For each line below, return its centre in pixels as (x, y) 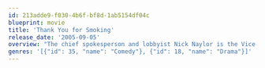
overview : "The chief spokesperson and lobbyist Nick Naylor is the (123, 45)
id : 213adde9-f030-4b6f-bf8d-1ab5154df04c (79, 15)
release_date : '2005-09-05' (54, 37)
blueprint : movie (37, 23)
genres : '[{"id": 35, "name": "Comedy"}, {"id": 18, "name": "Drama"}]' (130, 52)
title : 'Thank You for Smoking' (61, 30)
